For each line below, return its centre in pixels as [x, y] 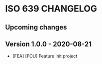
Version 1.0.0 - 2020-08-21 [49, 44]
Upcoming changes [36, 27]
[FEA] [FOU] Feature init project [45, 56]
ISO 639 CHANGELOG [51, 9]
